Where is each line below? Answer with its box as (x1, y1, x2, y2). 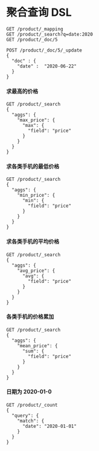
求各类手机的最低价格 (6, 162, 59, 170)
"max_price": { (17, 117, 56, 123)
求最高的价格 (6, 87, 38, 95)
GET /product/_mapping (6, 25, 63, 32)
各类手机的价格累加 (6, 313, 54, 320)
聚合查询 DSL (6, 5, 72, 19)
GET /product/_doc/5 (6, 36, 59, 42)
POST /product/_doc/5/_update (6, 47, 83, 53)
